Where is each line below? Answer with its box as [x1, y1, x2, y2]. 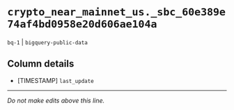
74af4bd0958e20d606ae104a [7, 18, 157, 31]
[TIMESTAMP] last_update [17, 76, 94, 84]
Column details [7, 58, 75, 70]
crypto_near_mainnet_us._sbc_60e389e [7, 6, 226, 19]
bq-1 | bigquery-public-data [7, 37, 88, 46]
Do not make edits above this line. [7, 96, 105, 104]
